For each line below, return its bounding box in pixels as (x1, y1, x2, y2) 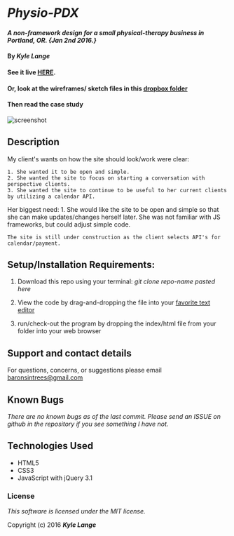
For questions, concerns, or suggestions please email (7, 366, 163, 375)
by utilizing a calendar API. (7, 193, 96, 200)
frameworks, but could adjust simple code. (7, 220, 131, 229)
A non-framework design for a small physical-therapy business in (7, 28, 205, 36)
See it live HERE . (7, 68, 56, 76)
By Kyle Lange (7, 52, 50, 60)
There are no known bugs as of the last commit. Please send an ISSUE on (7, 413, 221, 421)
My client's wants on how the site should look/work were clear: (7, 154, 190, 163)
